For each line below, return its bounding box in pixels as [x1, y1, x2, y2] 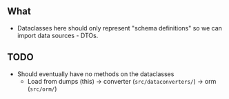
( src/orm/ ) [27, 84, 57, 93]
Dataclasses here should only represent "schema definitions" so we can [17, 24, 223, 32]
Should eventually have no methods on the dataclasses [17, 69, 175, 78]
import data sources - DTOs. [17, 31, 99, 39]
